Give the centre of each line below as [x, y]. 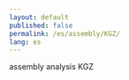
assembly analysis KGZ [52, 67]
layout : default [39, 17]
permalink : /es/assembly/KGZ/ [65, 33]
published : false [41, 25]
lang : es [25, 42]
